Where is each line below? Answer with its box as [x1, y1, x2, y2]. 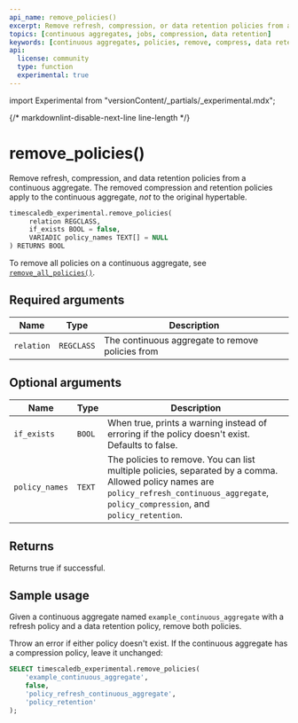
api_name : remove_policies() [9, 12, 117, 22]
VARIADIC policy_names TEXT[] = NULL [28, 233, 169, 242]
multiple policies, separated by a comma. [107, 464, 278, 476]
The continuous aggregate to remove [103, 334, 259, 346]
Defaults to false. [107, 438, 178, 451]
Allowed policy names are [107, 475, 215, 488]
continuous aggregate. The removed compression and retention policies [9, 182, 273, 193]
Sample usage [9, 587, 90, 603]
